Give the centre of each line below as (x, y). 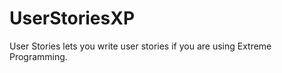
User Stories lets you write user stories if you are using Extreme (140, 46)
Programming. (38, 56)
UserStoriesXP (72, 18)
